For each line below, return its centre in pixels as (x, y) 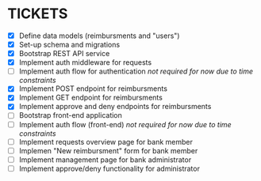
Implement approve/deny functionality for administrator (109, 168)
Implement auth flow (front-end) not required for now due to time (125, 124)
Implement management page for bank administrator (105, 160)
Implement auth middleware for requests (85, 62)
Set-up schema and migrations (69, 45)
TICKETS (38, 14)
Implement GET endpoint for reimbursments (91, 98)
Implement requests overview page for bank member (106, 141)
